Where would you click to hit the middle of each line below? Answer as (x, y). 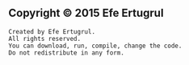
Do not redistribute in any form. (67, 53)
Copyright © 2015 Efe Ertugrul (86, 13)
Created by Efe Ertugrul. (52, 31)
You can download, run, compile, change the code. (95, 46)
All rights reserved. (45, 39)
